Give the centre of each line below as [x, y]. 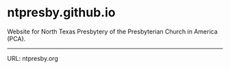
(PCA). [16, 38]
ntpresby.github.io [61, 13]
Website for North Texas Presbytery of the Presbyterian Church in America [112, 31]
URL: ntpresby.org [33, 58]
